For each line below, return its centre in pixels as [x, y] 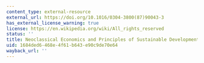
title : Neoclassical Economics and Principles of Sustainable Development [103, 40]
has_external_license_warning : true [53, 23]
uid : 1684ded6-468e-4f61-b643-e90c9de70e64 [62, 46]
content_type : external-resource [49, 12]
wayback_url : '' [27, 51]
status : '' [20, 34]
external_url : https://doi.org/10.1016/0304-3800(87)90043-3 [85, 17]
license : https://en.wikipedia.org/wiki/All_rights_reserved [85, 28]
